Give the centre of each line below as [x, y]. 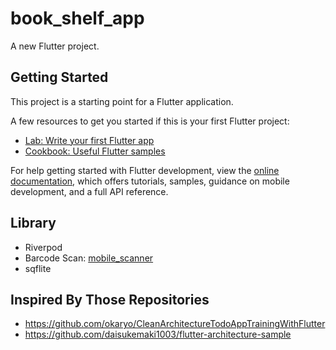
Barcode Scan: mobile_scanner [89, 258]
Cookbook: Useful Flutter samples [95, 151]
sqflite [38, 268]
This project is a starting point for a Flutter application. [122, 101]
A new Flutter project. [55, 46]
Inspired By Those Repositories [110, 299]
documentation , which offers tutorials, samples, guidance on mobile [150, 181]
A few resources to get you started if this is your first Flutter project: [150, 121]
